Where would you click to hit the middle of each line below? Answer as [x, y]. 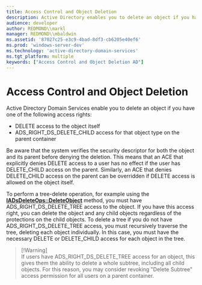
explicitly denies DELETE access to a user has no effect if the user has [93, 163]
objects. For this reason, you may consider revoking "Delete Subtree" [107, 269]
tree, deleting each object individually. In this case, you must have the [93, 232]
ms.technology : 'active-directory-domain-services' [72, 51]
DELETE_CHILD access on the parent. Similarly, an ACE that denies [89, 170]
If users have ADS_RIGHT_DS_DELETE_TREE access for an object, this [108, 257]
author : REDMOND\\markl [36, 28]
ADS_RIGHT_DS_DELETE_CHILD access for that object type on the [97, 133]
